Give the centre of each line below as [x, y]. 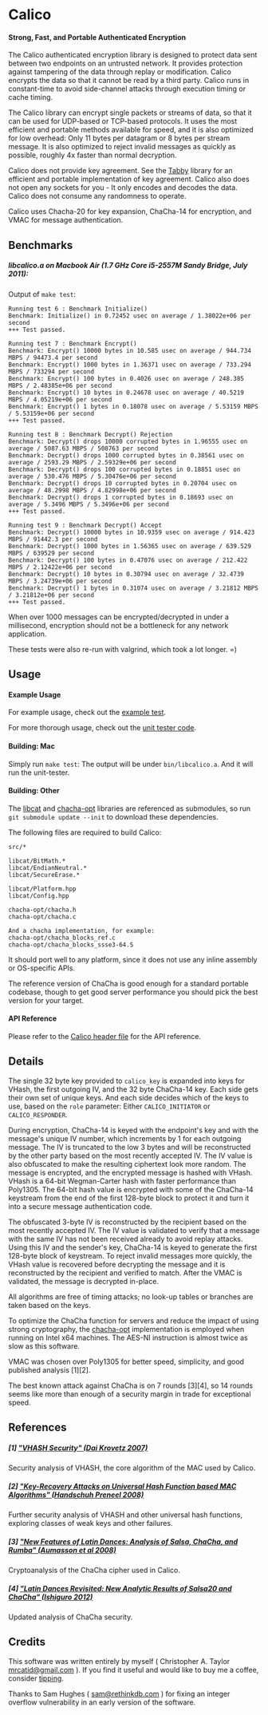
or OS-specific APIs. [42, 968]
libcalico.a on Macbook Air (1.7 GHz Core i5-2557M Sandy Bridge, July [128, 266]
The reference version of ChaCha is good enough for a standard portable [128, 983]
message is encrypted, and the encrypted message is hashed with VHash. [130, 1172]
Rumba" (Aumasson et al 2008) [63, 1550]
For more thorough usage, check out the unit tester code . [102, 728]
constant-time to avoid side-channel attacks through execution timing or [127, 89]
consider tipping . [36, 1678]
